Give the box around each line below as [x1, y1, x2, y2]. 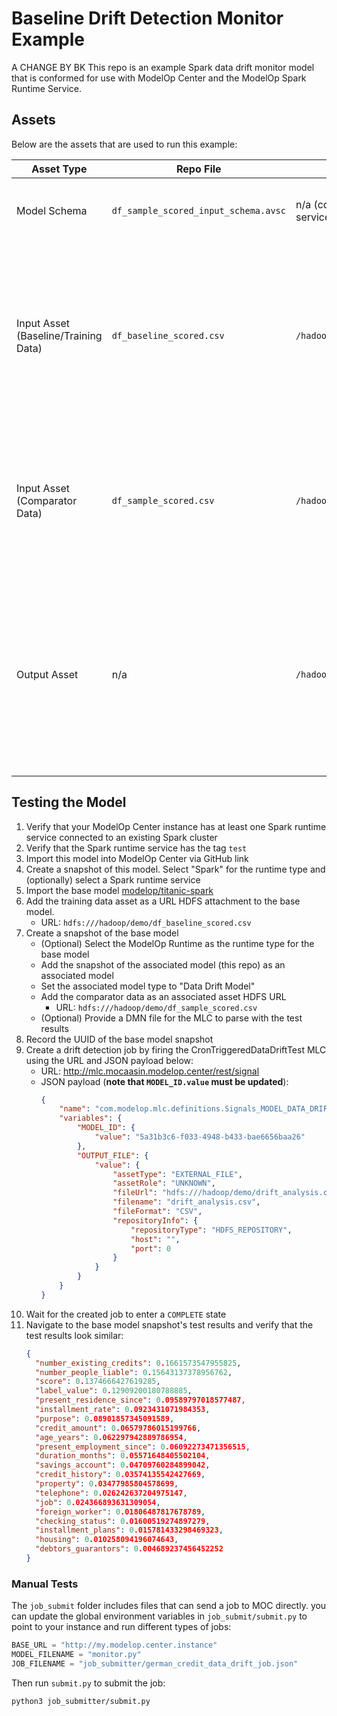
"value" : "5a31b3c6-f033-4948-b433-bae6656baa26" [94, 1132, 306, 1142]
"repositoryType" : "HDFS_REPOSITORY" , [130, 1225, 293, 1235]
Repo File [175, 162, 222, 176]
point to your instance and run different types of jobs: [11, 1621, 232, 1633]
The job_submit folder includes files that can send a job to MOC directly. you [11, 1600, 327, 1612]
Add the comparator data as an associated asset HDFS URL [40, 990, 287, 1002]
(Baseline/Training [16, 328, 103, 342]
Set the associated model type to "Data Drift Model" [40, 980, 256, 992]
